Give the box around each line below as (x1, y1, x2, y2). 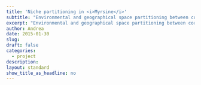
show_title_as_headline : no (6, 70, 77, 76)
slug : (6, 37, 20, 42)
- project (11, 53, 36, 59)
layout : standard (6, 64, 50, 71)
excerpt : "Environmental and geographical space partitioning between (6, 20, 186, 26)
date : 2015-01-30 (6, 31, 50, 37)
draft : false (6, 42, 39, 48)
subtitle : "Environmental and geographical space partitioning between (6, 14, 188, 20)
